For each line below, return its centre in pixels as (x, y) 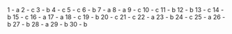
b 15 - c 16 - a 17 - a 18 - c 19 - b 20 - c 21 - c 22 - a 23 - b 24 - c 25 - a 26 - (116, 17)
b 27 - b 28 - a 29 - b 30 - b (47, 24)
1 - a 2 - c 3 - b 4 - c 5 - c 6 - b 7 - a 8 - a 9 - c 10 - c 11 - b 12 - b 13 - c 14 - (116, 10)
